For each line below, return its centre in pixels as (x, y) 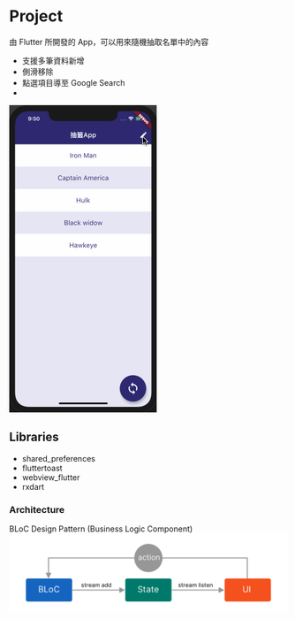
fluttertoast (42, 468)
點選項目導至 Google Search (73, 82)
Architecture (37, 509)
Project (36, 16)
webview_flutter (51, 477)
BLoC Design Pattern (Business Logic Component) (101, 529)
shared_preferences (58, 458)
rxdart (33, 486)
